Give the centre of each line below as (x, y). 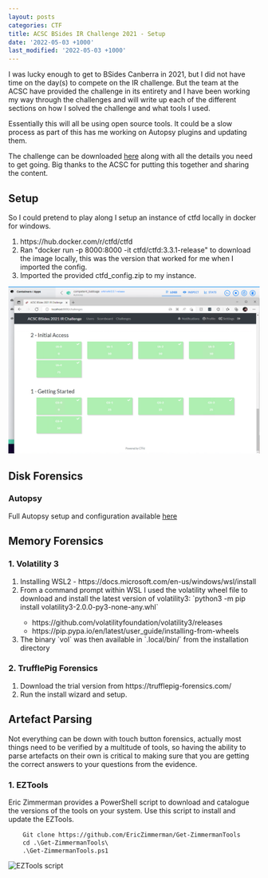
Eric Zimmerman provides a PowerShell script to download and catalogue (129, 802)
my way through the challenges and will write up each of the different (122, 100)
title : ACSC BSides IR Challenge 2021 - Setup (87, 34)
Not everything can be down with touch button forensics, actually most (125, 738)
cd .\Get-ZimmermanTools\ (66, 843)
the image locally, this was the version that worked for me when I (126, 258)
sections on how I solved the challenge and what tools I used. (109, 109)
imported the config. (53, 267)
